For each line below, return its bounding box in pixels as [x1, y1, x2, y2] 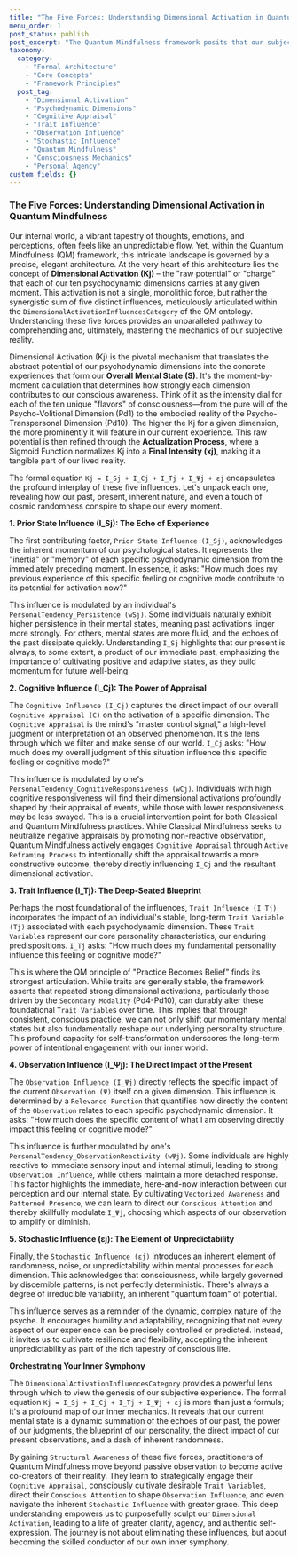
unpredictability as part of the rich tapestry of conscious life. [9, 1343, 231, 1354]
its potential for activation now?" [9, 582, 128, 593]
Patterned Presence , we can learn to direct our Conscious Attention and [9, 1197, 273, 1208]
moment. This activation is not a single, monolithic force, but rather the [9, 287, 268, 297]
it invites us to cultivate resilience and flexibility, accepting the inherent [9, 1333, 268, 1345]
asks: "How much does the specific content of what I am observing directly [9, 1114, 285, 1125]
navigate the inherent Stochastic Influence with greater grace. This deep [9, 1498, 278, 1509]
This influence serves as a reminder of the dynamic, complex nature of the [9, 1306, 282, 1316]
